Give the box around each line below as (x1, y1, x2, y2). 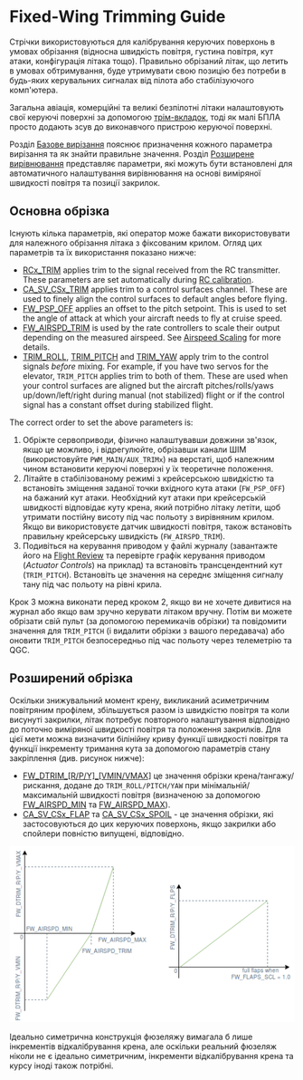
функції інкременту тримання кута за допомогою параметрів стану (9, 743, 270, 754)
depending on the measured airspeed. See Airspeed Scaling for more (22, 332, 282, 342)
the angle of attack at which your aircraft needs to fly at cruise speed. (22, 313, 283, 323)
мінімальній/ (201, 779, 251, 790)
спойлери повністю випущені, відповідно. (22, 827, 185, 839)
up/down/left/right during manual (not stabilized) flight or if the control (22, 390, 285, 400)
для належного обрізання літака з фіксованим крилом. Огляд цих (9, 237, 262, 248)
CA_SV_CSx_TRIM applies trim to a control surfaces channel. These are (22, 284, 288, 294)
